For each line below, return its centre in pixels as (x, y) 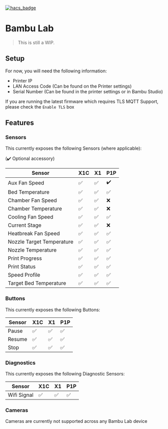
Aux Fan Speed (26, 182)
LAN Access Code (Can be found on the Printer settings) (72, 86)
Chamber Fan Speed (32, 200)
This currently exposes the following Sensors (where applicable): (73, 148)
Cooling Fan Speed (31, 217)
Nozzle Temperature (32, 250)
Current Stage (25, 225)
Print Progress (25, 258)
